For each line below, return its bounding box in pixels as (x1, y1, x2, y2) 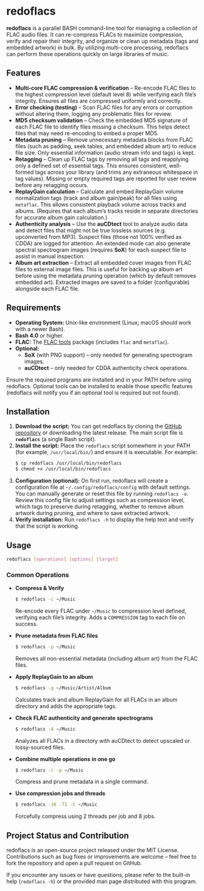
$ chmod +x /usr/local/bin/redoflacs (15, 466, 111, 472)
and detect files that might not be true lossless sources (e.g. (15, 227, 166, 234)
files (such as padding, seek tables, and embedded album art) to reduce (15, 142, 197, 150)
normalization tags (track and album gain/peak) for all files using (15, 194, 177, 202)
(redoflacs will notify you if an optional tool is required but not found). (6, 389, 181, 396)
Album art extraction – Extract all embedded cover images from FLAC (15, 259, 192, 266)
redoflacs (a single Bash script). (15, 436, 96, 443)
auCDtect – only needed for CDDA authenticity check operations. (24, 364, 189, 371)
